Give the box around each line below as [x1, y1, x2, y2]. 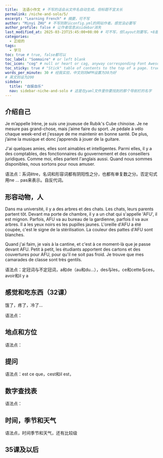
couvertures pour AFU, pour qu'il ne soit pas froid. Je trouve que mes [5, 252, 144, 257]
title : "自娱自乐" [9, 84, 44, 89]
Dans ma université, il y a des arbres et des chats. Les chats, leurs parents [5, 206, 154, 212]
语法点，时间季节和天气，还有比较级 [5, 430, 78, 436]
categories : [5, 34, 29, 39]
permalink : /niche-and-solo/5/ [5, 12, 68, 17]
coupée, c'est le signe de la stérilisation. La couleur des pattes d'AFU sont [5, 227, 153, 232]
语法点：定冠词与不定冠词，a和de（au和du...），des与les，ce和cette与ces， [5, 267, 157, 272]
